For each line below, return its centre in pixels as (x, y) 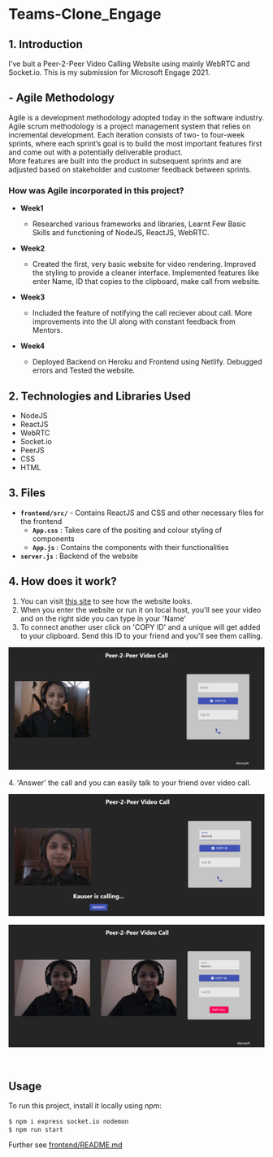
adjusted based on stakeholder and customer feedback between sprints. (130, 169)
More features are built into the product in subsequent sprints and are (125, 160)
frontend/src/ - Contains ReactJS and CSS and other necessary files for (142, 513)
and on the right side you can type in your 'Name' (103, 618)
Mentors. (48, 330)
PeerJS (32, 450)
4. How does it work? (63, 581)
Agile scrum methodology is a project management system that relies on (130, 126)
